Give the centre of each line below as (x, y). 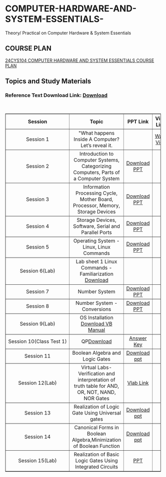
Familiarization (97, 274)
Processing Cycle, (97, 193)
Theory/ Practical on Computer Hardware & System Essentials (68, 33)
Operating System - (97, 241)
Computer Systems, (96, 160)
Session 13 (38, 413)
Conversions (96, 309)
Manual (97, 330)
